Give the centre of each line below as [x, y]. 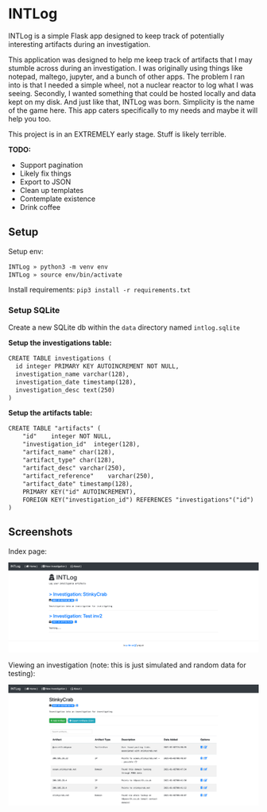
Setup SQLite [34, 310]
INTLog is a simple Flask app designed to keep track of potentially [116, 36]
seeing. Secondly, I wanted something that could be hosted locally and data [132, 93]
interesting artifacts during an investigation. [79, 44]
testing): [22, 673]
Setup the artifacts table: [50, 413]
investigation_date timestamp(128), [76, 382]
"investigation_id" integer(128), [81, 445]
